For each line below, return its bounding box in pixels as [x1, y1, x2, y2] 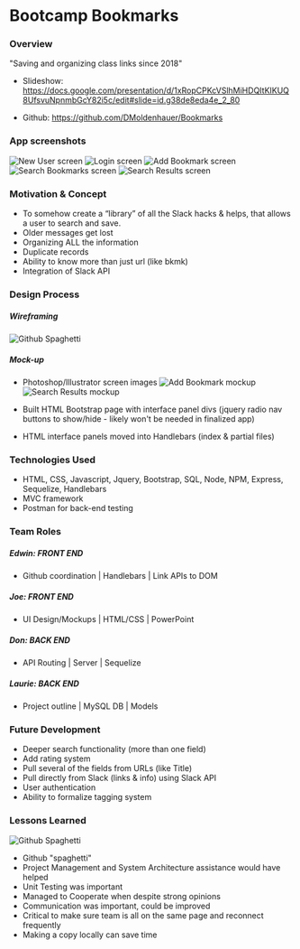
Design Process [9, 288, 80, 301]
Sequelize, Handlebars [22, 484, 107, 495]
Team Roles [9, 526, 61, 538]
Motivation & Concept [9, 187, 107, 200]
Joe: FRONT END [9, 591, 74, 601]
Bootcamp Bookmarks [9, 5, 179, 26]
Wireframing [9, 311, 59, 321]
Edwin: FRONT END [9, 547, 84, 558]
